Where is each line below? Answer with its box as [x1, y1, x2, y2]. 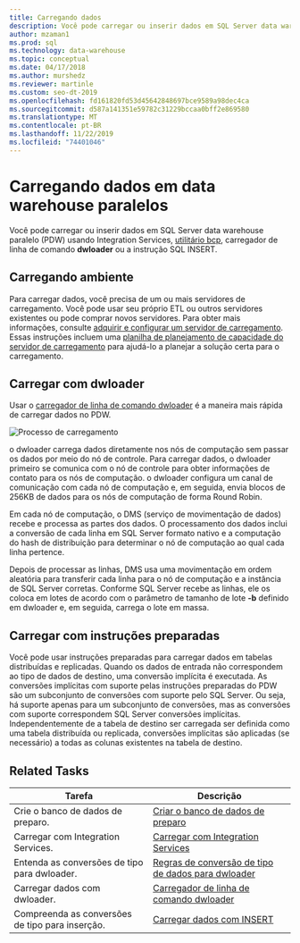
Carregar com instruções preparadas [9, 627, 221, 644]
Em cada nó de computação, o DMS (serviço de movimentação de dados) [9, 509, 281, 519]
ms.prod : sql [9, 38, 58, 47]
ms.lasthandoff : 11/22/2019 [9, 130, 114, 139]
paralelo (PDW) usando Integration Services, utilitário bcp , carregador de [9, 234, 279, 245]
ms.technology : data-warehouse [9, 46, 126, 55]
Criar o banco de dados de [153, 804, 265, 817]
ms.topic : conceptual [9, 55, 90, 63]
